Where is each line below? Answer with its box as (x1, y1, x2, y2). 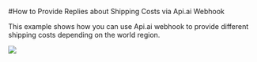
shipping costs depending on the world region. (8, 31, 161, 39)
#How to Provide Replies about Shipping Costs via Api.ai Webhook (8, 7, 225, 16)
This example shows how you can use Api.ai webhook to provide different (8, 22, 249, 31)
